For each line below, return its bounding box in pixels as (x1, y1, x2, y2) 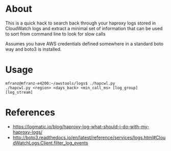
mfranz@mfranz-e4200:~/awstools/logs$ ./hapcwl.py (5, 81, 115, 86)
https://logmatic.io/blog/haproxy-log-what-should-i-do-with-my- (12, 123, 150, 130)
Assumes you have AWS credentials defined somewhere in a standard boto (5, 40, 164, 46)
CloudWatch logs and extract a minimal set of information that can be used (5, 25, 163, 31)
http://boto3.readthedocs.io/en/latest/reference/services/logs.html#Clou (12, 134, 166, 140)
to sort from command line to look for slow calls (5, 31, 106, 37)
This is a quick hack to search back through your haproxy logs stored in (5, 20, 156, 26)
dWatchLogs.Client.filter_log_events (12, 140, 88, 146)
